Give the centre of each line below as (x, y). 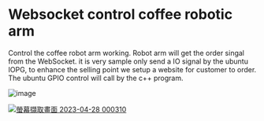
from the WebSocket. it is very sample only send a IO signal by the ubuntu (128, 61)
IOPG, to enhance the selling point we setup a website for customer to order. (132, 69)
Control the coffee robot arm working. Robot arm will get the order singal (126, 53)
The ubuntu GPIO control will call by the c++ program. (96, 78)
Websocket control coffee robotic (121, 15)
